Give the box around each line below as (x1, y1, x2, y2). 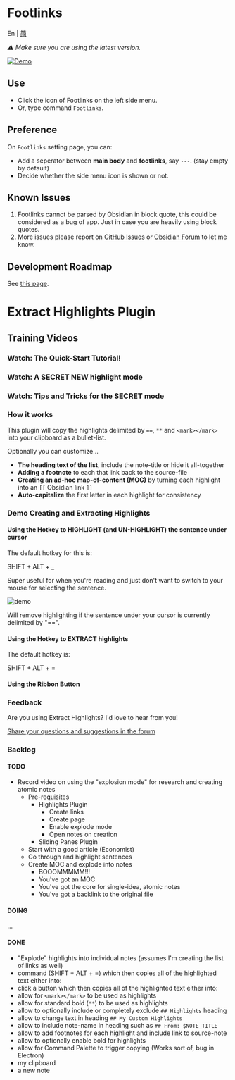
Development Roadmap (7, 261, 113, 273)
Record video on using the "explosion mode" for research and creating (17, 778, 223, 786)
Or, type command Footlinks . (17, 104, 104, 112)
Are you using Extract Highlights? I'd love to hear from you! (7, 714, 178, 722)
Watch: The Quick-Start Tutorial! (7, 353, 121, 363)
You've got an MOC (38, 875, 96, 883)
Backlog (7, 745, 37, 755)
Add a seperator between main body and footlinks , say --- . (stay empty (17, 156, 229, 165)
